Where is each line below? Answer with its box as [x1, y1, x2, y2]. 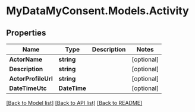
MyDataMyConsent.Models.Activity [6, 4, 189, 18]
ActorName [9, 55, 43, 63]
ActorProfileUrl [9, 75, 54, 82]
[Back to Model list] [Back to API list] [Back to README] [6, 100, 143, 106]
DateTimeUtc [9, 84, 47, 92]
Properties [6, 28, 46, 38]
